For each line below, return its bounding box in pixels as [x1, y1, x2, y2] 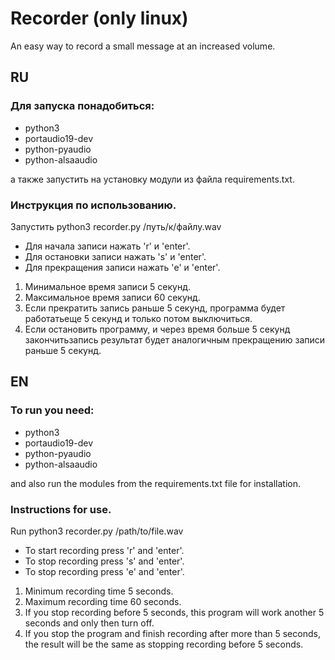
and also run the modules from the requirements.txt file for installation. [10, 477, 302, 489]
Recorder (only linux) [10, 7, 189, 30]
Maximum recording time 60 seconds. [24, 595, 182, 607]
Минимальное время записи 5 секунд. [24, 280, 192, 292]
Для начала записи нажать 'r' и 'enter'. [24, 240, 191, 252]
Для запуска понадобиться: [10, 99, 155, 113]
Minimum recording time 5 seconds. [24, 585, 174, 597]
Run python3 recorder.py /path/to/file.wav [10, 525, 184, 537]
